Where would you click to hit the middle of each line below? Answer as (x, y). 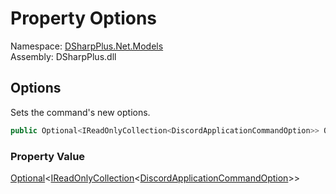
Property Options (84, 18)
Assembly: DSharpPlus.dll (63, 56)
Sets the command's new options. (80, 112)
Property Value (48, 156)
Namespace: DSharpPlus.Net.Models (87, 46)
